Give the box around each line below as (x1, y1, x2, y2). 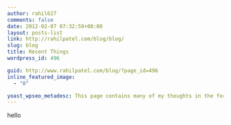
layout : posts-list (7, 29, 63, 36)
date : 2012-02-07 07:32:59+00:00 (7, 23, 103, 30)
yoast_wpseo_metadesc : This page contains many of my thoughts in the (7, 92, 214, 100)
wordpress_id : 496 (7, 55, 60, 62)
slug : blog (7, 42, 38, 49)
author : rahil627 (7, 10, 57, 17)
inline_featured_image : (7, 73, 76, 80)
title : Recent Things (7, 49, 69, 56)
